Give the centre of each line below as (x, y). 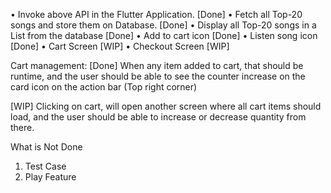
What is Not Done (46, 147)
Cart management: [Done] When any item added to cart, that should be (157, 65)
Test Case (45, 166)
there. (22, 127)
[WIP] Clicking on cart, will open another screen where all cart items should (166, 106)
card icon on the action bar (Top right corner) (104, 87)
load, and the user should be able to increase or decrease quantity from (158, 117)
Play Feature (50, 177)
